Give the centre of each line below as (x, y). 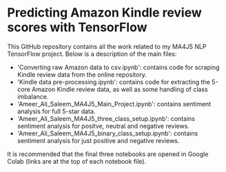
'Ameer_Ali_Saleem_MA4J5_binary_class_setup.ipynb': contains (107, 133)
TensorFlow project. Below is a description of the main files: (92, 54)
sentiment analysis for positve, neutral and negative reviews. (103, 126)
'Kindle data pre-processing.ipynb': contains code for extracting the (113, 82)
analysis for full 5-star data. (56, 111)
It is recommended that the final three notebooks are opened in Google (108, 154)
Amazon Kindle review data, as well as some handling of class (120, 89)
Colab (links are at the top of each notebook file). (77, 161)
